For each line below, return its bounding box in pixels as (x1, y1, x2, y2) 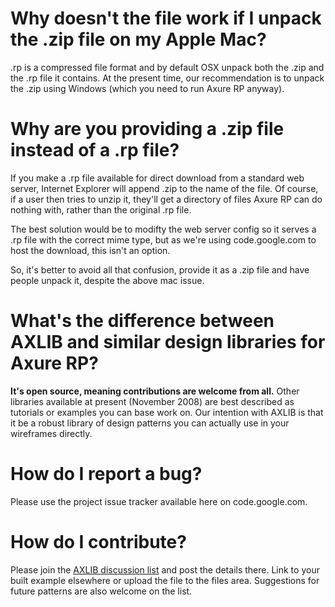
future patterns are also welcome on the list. (10, 585, 193, 597)
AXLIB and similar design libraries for (10, 331, 326, 354)
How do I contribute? (10, 530, 187, 553)
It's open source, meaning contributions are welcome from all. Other (10, 385, 300, 397)
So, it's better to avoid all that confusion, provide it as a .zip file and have (10, 263, 310, 276)
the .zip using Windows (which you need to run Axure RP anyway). (10, 82, 285, 94)
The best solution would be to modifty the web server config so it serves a (10, 223, 317, 235)
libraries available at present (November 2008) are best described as (10, 395, 295, 407)
